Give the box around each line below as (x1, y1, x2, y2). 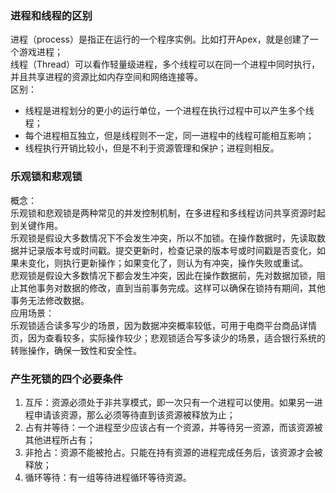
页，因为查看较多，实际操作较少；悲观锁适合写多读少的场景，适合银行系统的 (10, 332, 326, 344)
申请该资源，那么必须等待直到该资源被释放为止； (33, 408, 236, 421)
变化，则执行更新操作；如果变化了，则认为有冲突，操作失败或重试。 (27, 257, 308, 269)
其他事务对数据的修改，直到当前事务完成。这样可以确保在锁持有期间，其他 (18, 282, 326, 294)
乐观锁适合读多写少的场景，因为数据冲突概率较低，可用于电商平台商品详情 (10, 319, 317, 331)
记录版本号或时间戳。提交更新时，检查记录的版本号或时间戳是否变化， (27, 244, 317, 256)
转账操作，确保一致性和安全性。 (10, 344, 142, 356)
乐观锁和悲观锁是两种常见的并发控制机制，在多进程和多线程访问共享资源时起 (10, 207, 326, 219)
